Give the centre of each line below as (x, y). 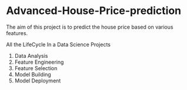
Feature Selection (36, 68)
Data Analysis (31, 56)
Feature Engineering (39, 62)
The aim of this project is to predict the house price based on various (90, 27)
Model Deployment (38, 81)
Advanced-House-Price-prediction (93, 11)
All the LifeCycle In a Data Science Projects (58, 44)
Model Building (33, 74)
